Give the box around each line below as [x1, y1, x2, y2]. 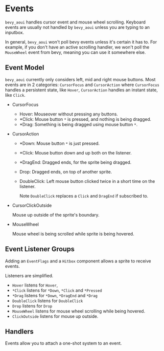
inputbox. [5, 29, 24, 35]
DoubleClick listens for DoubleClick [12, 298, 83, 304]
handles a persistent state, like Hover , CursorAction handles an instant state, [5, 87, 158, 93]
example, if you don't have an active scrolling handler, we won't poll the [5, 44, 149, 50]
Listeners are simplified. [5, 272, 54, 279]
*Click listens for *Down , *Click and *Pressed [12, 287, 102, 293]
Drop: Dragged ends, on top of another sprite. [19, 169, 112, 175]
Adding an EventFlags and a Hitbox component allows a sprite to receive [5, 258, 151, 264]
